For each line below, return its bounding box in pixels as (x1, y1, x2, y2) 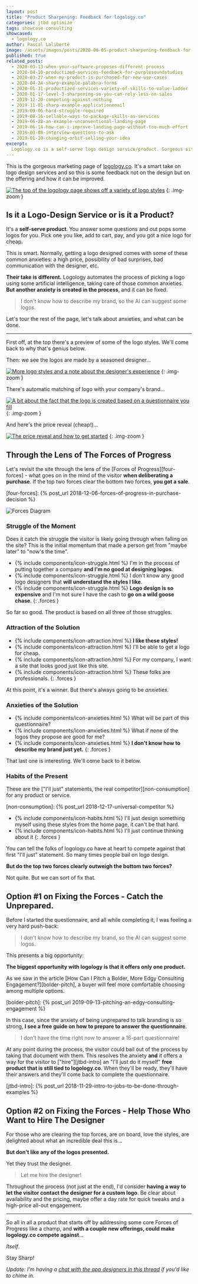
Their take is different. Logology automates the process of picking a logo (6, 273, 185, 281)
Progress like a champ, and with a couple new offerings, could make (6, 1225, 175, 1232)
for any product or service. (6, 792, 71, 799)
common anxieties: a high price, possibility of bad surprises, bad (6, 256, 163, 263)
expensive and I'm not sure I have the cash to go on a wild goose (14, 591, 175, 598)
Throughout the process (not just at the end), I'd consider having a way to (6, 1183, 187, 1190)
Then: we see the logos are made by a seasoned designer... (6, 356, 151, 364)
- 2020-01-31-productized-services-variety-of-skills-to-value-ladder (11, 86, 189, 92)
